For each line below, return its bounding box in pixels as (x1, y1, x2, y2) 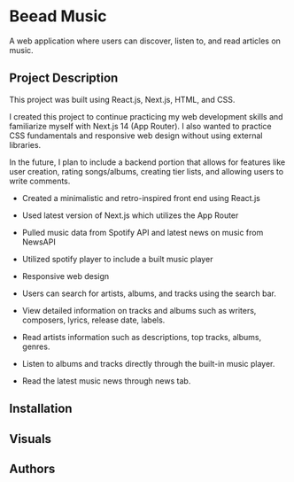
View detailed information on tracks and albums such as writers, (21, 305, 257, 315)
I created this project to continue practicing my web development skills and (9, 111, 283, 121)
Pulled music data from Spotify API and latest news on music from (21, 227, 264, 237)
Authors (9, 461, 56, 476)
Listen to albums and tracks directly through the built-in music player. (21, 358, 275, 369)
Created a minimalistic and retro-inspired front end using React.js (21, 192, 261, 203)
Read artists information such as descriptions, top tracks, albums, (21, 331, 262, 342)
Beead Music (9, 6, 107, 27)
